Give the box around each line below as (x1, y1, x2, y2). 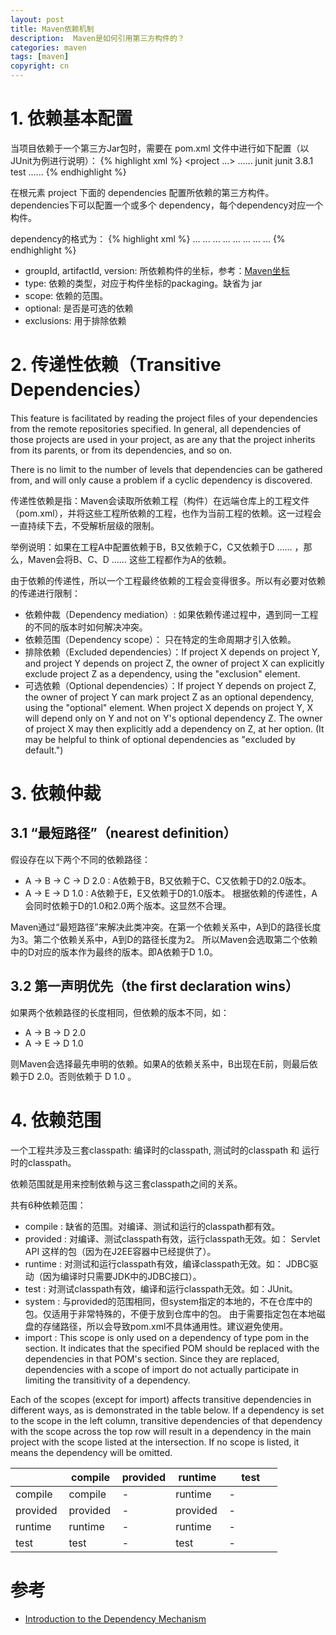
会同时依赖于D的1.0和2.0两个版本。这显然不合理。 (24, 899, 232, 911)
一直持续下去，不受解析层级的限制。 (10, 519, 160, 531)
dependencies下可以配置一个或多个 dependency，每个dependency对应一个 (10, 199, 324, 211)
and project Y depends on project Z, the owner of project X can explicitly (24, 657, 325, 669)
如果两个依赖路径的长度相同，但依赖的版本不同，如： (10, 1006, 230, 1018)
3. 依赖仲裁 (10, 782, 102, 805)
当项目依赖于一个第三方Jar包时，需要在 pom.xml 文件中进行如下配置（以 (10, 142, 310, 154)
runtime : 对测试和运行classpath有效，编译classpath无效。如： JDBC (24, 1257, 310, 1270)
